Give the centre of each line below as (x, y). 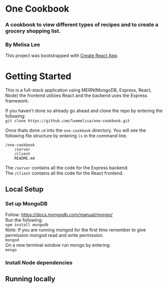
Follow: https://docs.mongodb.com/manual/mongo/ (59, 215)
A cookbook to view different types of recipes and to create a (82, 25)
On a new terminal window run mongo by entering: (58, 245)
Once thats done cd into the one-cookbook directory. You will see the (76, 130)
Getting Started (38, 76)
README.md (25, 158)
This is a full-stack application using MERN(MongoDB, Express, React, (78, 90)
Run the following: (24, 220)
